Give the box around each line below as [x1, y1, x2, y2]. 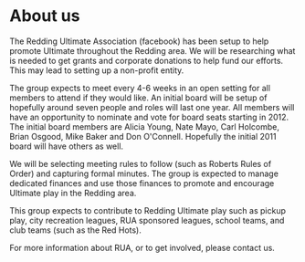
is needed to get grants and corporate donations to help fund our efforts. [9, 55, 284, 66]
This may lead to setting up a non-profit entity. [9, 65, 184, 76]
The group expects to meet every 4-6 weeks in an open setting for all [9, 82, 271, 93]
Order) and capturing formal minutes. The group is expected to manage [9, 168, 279, 179]
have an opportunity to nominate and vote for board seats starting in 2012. [9, 111, 289, 122]
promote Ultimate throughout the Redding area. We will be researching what [9, 45, 296, 56]
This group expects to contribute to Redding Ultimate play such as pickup [9, 204, 286, 215]
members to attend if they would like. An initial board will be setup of [9, 92, 268, 103]
